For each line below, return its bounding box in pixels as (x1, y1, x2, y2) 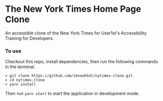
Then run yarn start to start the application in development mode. (5, 91, 140, 97)
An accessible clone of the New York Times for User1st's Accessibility (5, 30, 147, 36)
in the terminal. (5, 64, 35, 70)
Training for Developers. (5, 35, 54, 41)
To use (5, 48, 22, 54)
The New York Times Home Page (5, 3, 141, 15)
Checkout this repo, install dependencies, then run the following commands (5, 59, 158, 65)
